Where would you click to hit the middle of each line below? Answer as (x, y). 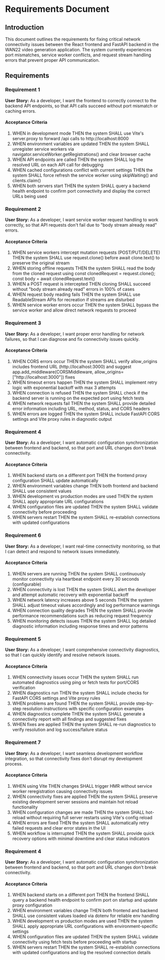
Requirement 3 (23, 323)
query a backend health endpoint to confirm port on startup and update (85, 900)
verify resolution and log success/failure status (60, 730)
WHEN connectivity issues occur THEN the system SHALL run (75, 677)
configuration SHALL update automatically (55, 480)
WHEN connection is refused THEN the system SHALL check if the (80, 393)
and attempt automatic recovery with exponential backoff (70, 595)
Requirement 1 (23, 90)
